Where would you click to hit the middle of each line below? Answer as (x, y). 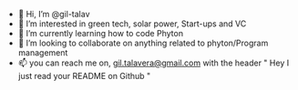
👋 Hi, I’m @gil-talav (54, 14)
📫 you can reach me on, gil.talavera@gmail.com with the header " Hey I (154, 63)
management (43, 53)
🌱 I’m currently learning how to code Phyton (101, 33)
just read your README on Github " (84, 76)
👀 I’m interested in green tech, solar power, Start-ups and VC (132, 24)
